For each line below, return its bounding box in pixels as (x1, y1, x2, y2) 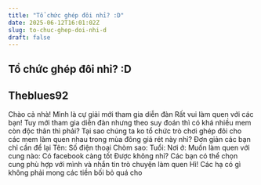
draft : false (8, 33, 51, 42)
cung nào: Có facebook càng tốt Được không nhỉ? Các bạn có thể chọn (8, 151, 238, 161)
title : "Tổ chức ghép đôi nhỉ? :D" (8, 11, 125, 20)
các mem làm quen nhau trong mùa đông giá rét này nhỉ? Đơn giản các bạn (8, 135, 251, 144)
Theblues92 (8, 89, 69, 103)
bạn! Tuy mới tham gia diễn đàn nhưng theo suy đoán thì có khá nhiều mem (8, 118, 252, 128)
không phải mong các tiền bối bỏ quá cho (8, 168, 143, 177)
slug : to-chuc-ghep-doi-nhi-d (8, 26, 107, 34)
